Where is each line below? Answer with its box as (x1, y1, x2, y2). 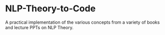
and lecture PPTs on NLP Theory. (5, 24, 73, 30)
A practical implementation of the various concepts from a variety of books (5, 19, 160, 25)
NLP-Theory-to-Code (5, 3, 96, 14)
